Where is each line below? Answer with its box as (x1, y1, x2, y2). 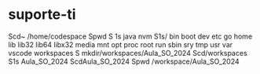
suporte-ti (8, 6, 76, 24)
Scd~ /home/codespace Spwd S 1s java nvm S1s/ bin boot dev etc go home (8, 31, 253, 41)
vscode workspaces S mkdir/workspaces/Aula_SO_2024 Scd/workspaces (8, 48, 247, 57)
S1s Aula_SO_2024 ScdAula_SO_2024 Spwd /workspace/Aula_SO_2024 (8, 57, 240, 66)
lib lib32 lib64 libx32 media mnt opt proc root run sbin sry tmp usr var (8, 39, 233, 49)
